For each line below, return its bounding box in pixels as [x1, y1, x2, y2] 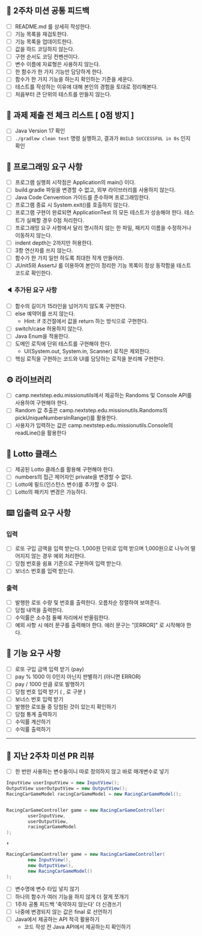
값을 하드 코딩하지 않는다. [14, 46, 75, 52]
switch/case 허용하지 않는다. [14, 325, 84, 332]
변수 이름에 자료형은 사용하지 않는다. [14, 61, 100, 68]
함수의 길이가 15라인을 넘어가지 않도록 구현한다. [14, 303, 127, 310]
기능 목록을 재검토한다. [14, 30, 69, 37]
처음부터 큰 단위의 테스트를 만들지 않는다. [14, 91, 112, 98]
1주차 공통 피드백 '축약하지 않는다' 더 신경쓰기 [14, 900, 122, 908]
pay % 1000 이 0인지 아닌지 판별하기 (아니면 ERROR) [14, 673, 141, 680]
